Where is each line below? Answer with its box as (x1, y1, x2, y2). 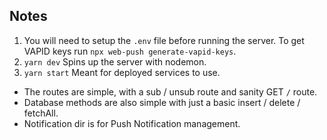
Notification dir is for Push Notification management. (23, 117, 241, 129)
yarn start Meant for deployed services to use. (23, 66, 221, 78)
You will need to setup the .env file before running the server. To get (23, 34, 305, 46)
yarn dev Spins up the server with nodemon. (23, 55, 207, 68)
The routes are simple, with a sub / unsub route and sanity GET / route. (23, 85, 318, 98)
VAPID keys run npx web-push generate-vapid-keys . (23, 45, 237, 57)
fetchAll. (23, 107, 59, 119)
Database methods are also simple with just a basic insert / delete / (23, 96, 301, 108)
